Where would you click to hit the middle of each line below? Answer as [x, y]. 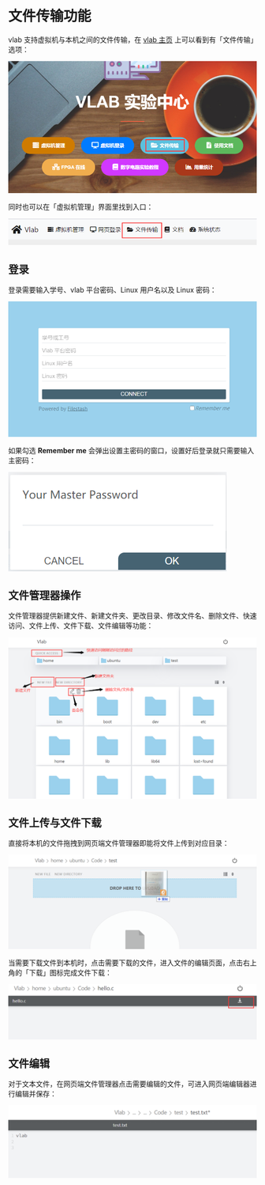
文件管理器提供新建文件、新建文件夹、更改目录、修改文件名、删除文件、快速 [132, 616]
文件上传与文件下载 [55, 823]
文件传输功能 [50, 16]
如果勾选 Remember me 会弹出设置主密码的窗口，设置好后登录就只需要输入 [131, 450]
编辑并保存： [35, 1094]
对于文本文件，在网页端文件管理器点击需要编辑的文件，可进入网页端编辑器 [129, 1084]
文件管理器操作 [45, 595]
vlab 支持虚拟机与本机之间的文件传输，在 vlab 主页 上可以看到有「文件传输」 [131, 40]
